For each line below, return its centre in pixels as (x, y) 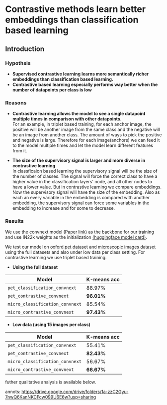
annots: (13, 392)
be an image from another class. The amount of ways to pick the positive (87, 135)
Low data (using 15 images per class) (51, 325)
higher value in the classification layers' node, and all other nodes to (82, 182)
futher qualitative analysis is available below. (51, 382)
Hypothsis (18, 63)
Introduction (25, 49)
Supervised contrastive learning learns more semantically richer (81, 74)
